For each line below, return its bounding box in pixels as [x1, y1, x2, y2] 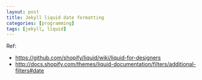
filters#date [15, 67, 44, 75]
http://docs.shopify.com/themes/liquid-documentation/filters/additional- [15, 61, 196, 68]
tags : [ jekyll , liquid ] [6, 25, 67, 32]
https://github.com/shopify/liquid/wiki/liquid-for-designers [15, 54, 161, 61]
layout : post [6, 8, 39, 15]
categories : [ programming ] [6, 20, 75, 26]
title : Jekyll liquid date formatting [6, 15, 104, 21]
